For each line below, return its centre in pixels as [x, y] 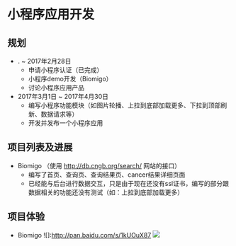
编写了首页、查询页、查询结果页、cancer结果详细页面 [107, 175]
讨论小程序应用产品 [56, 88]
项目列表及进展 [40, 147]
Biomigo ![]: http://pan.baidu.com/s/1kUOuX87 [84, 235]
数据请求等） [60, 114]
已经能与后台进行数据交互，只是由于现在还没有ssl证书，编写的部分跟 [128, 183]
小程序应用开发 [51, 14]
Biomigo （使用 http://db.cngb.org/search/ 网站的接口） [99, 165]
